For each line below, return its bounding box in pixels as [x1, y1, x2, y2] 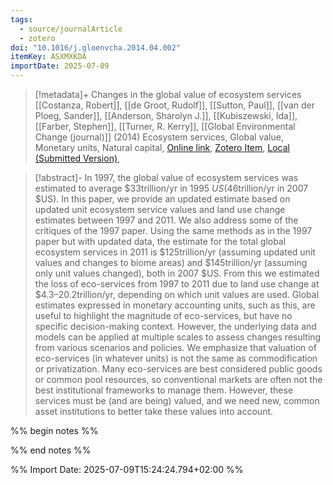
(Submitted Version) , [34, 152, 121, 164]
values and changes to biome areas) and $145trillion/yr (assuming [34, 257, 308, 268]
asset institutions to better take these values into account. [34, 406, 274, 417]
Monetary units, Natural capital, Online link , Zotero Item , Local [34, 142, 290, 153]
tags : [10, 14, 33, 25]
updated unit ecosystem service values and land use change [34, 204, 286, 215]
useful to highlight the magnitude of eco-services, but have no [34, 310, 293, 321]
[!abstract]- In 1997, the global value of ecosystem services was [34, 172, 299, 183]
